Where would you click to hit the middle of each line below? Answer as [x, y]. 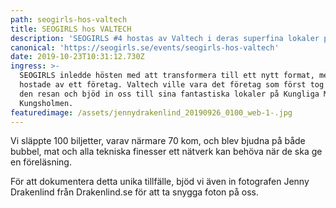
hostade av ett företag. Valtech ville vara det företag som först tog [172, 85]
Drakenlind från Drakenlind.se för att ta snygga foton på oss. [135, 192]
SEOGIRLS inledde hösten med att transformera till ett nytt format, [167, 76]
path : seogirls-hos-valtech [69, 19]
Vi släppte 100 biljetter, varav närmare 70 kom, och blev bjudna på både [158, 141]
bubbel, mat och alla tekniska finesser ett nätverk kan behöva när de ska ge [166, 152]
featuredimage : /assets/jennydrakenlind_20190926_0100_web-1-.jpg [151, 112]
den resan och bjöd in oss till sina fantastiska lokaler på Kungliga [169, 94]
